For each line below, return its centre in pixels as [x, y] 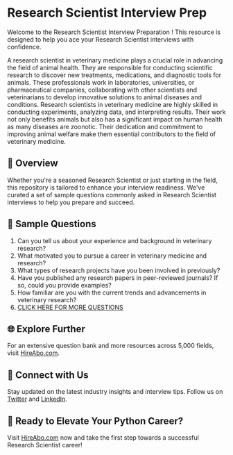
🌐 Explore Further [46, 329]
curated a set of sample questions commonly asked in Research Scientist [112, 195]
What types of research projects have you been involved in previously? [119, 270]
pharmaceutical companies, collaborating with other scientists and [102, 90]
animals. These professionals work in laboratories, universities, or [101, 82]
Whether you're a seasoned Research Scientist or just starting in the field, [113, 180]
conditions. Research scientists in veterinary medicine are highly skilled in [113, 104]
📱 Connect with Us [48, 375]
